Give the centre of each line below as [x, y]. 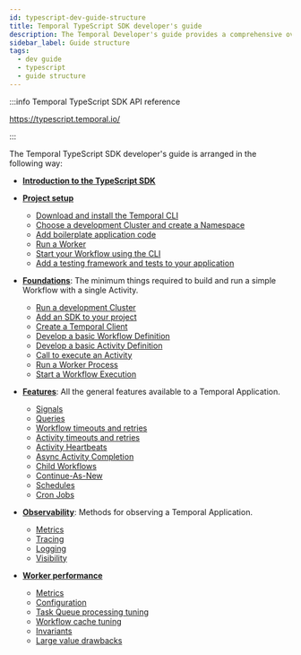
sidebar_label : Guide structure [69, 43]
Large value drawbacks [79, 640]
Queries [50, 418]
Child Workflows [66, 466]
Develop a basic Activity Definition [99, 345]
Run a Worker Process [77, 364]
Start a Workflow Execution [86, 374]
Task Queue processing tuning [92, 612]
